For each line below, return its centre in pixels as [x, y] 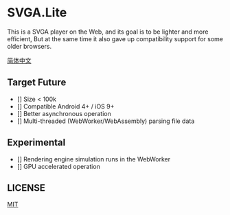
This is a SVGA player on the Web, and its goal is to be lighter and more [108, 32]
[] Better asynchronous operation [64, 113]
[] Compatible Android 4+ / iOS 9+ [66, 106]
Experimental [36, 143]
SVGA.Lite [37, 13]
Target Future [37, 83]
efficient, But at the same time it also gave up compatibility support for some [115, 38]
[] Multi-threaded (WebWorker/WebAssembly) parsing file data [106, 121]
